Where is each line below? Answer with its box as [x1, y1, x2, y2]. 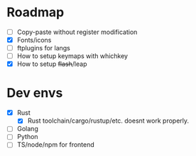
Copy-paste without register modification [16, 28, 138, 36]
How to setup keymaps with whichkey [16, 52, 129, 60]
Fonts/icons [16, 36, 52, 44]
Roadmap [6, 4, 65, 21]
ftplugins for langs [16, 44, 70, 52]
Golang [16, 125, 38, 133]
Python [16, 133, 38, 141]
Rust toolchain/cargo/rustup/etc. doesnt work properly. [27, 116, 190, 125]
